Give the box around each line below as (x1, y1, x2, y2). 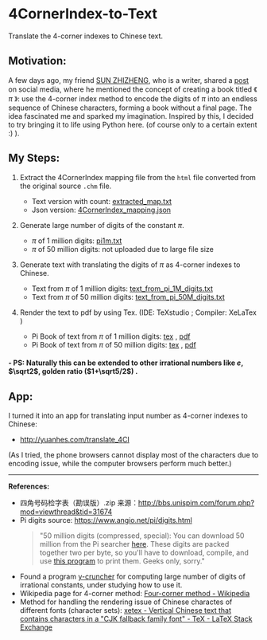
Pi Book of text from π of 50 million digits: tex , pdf (31, 340, 196, 349)
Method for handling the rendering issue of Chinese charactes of (19, 597, 233, 607)
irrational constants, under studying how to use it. (19, 579, 183, 590)
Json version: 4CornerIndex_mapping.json (31, 205, 172, 214)
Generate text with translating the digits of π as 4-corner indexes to (19, 260, 241, 269)
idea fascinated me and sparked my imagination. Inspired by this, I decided (8, 111, 254, 120)
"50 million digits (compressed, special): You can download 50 (39, 531, 245, 540)
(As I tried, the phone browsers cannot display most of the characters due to (8, 450, 259, 459)
